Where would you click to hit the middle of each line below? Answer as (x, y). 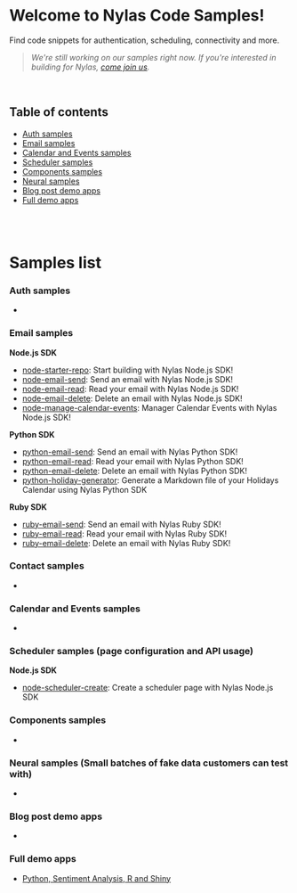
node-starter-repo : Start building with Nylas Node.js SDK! (128, 370)
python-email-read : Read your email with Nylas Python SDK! (133, 461)
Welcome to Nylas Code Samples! (137, 16)
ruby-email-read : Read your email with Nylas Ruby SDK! (124, 533)
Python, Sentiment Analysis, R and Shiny (96, 878)
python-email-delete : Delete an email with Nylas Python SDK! (134, 471)
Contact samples (47, 566)
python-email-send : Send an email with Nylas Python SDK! (130, 452)
